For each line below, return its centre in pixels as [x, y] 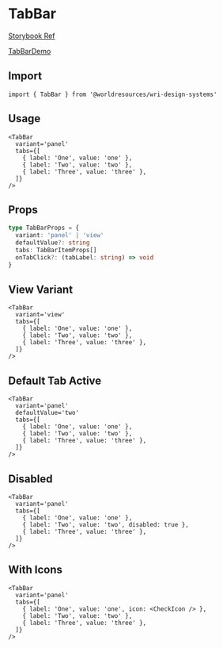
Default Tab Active [55, 380]
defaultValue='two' [47, 413]
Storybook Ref [32, 36]
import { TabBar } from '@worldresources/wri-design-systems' [113, 94]
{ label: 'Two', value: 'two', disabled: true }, [106, 525]
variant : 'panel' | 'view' [60, 236]
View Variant [41, 290]
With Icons [36, 570]
